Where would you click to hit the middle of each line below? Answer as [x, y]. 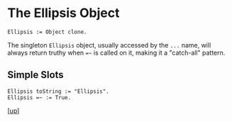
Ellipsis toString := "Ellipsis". [59, 91]
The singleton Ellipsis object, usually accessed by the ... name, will [109, 45]
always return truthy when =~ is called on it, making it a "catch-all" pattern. [116, 52]
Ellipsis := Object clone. [47, 32]
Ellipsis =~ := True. [39, 97]
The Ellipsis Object [63, 13]
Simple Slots [35, 75]
